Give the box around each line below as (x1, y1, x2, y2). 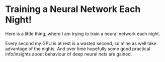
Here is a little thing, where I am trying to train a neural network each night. (5, 30, 160, 36)
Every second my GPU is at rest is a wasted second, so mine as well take (5, 40, 157, 46)
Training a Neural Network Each (5, 3, 141, 15)
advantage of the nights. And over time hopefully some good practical (5, 45, 150, 51)
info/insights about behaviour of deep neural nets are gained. (5, 51, 132, 57)
